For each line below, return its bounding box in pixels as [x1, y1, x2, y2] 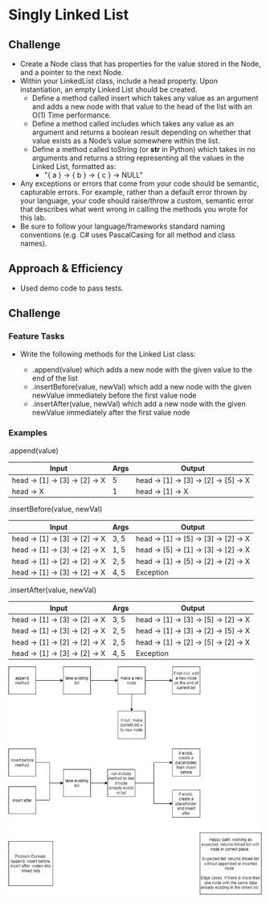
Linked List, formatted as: [31, 162, 117, 171]
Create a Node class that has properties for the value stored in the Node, [19, 59, 261, 68]
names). [19, 239, 47, 248]
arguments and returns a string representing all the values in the [31, 153, 245, 163]
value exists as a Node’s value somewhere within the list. [31, 136, 220, 146]
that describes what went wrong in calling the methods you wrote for [19, 204, 249, 214]
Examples [8, 427, 48, 439]
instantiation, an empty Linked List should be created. [19, 85, 198, 94]
